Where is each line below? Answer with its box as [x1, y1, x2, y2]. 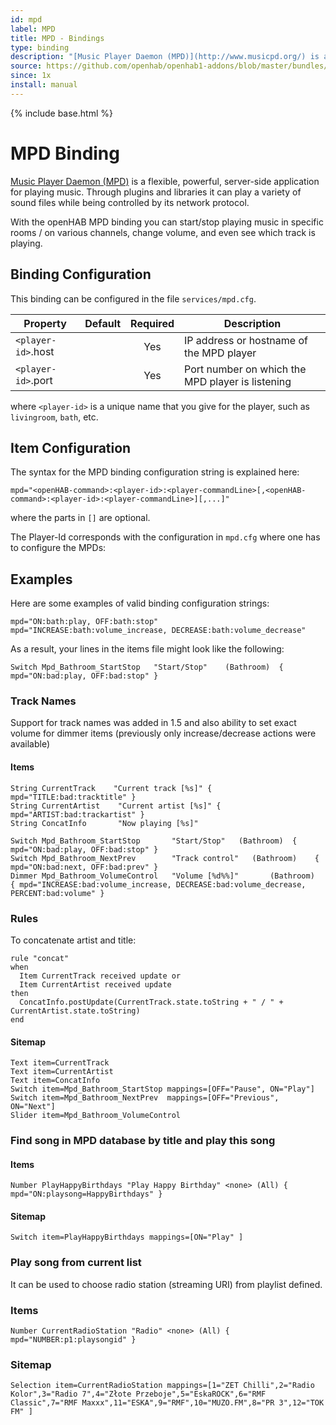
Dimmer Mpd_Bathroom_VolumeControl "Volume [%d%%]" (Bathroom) [10, 871, 315, 881]
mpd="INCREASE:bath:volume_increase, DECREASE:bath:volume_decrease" [10, 626, 307, 636]
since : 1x [10, 71, 52, 81]
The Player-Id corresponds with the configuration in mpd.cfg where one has [10, 531, 321, 543]
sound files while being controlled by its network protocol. [10, 196, 250, 208]
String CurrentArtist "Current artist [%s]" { [10, 801, 222, 811]
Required [130, 316, 175, 330]
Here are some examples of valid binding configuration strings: [10, 597, 270, 610]
